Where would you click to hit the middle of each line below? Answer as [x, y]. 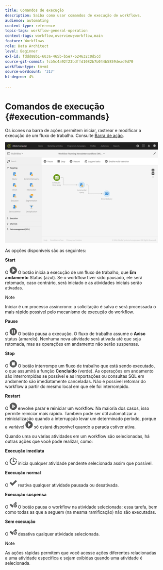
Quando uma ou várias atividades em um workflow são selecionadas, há [77, 436]
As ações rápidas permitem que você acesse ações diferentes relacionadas [81, 553]
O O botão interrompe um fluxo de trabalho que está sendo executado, [80, 366]
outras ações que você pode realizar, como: [49, 441]
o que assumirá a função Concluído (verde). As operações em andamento [79, 371]
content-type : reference [30, 26]
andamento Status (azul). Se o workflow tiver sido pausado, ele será [74, 277]
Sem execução [20, 521]
